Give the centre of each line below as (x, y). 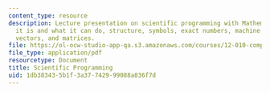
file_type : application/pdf (55, 53)
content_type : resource (48, 16)
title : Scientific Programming (61, 68)
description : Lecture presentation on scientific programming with (124, 23)
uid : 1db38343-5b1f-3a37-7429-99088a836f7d (82, 75)
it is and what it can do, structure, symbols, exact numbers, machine (138, 30)
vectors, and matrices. (55, 38)
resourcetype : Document (48, 61)
